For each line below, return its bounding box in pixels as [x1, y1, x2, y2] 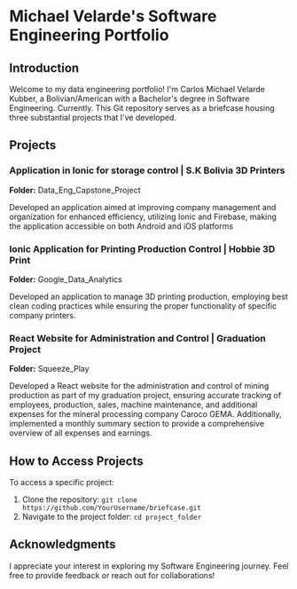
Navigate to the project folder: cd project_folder [21, 512, 202, 522]
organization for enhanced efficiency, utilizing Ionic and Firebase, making [9, 211, 277, 222]
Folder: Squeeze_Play [9, 364, 90, 374]
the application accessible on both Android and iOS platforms [9, 220, 233, 232]
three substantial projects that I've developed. [9, 113, 177, 122]
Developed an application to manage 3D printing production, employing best [9, 291, 288, 302]
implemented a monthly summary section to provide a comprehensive [9, 419, 264, 429]
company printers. [9, 310, 77, 320]
